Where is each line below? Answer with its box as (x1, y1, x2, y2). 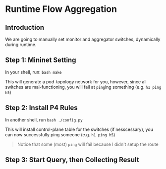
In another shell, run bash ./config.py (5, 116, 83, 122)
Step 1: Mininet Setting (5, 56, 76, 64)
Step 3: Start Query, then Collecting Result (5, 156, 140, 164)
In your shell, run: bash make (5, 69, 62, 75)
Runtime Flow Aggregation (5, 3, 117, 15)
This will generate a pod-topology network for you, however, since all (5, 78, 147, 85)
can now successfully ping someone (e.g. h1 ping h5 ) (5, 131, 115, 137)
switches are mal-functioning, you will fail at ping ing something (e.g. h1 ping (5, 84, 162, 90)
